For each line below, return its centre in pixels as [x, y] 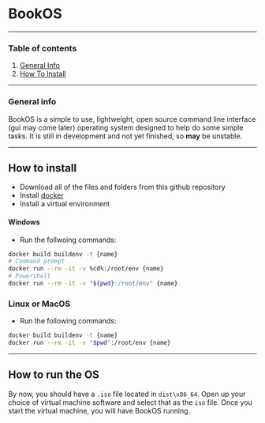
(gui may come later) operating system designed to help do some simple [126, 127]
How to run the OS [54, 375]
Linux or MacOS [39, 304]
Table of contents [43, 48]
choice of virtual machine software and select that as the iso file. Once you [130, 402]
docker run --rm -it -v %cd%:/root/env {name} [86, 269]
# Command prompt [37, 262]
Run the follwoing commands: [68, 240]
